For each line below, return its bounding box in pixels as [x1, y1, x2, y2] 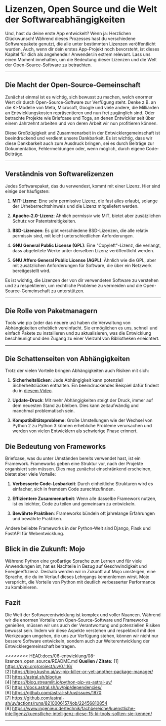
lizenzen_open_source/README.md [5, 658, 78, 664]
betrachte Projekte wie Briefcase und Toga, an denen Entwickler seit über [5, 115, 155, 121]
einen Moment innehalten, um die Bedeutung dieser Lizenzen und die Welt [5, 56, 157, 62]
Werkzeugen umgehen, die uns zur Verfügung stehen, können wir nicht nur [5, 633, 159, 638]
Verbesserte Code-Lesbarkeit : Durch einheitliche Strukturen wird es [12, 481, 153, 487]
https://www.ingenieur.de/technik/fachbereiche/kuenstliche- [12, 705, 136, 711]
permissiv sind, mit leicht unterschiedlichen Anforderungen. [12, 232, 134, 238]
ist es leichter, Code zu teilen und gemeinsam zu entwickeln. [12, 501, 136, 506]
